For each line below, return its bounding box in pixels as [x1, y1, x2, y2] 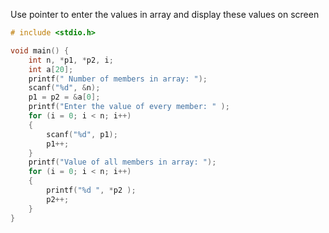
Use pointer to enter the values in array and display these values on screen [10, 9, 320, 20]
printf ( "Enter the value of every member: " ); [28, 102, 230, 112]
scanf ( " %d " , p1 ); [46, 129, 118, 139]
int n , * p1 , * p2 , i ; [28, 55, 114, 65]
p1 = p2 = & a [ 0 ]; [28, 92, 101, 103]
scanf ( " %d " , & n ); [28, 83, 101, 93]
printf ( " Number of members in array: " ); [28, 74, 208, 84]
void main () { [10, 45, 70, 56]
